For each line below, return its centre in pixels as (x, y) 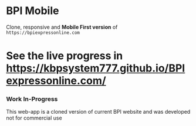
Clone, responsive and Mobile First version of (62, 27)
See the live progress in (65, 56)
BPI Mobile (33, 11)
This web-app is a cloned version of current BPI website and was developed (98, 112)
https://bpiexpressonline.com (43, 33)
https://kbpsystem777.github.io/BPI (96, 68)
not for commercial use (34, 118)
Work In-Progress (32, 99)
